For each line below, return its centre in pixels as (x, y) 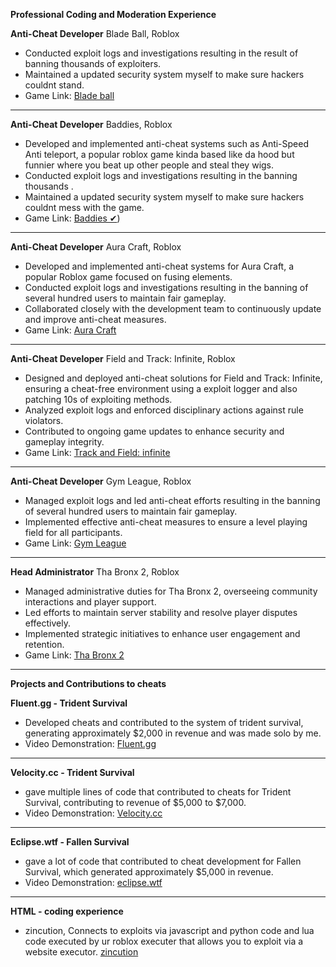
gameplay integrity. (64, 442)
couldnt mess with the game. (84, 207)
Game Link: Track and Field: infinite (97, 452)
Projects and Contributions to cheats (88, 683)
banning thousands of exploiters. (93, 63)
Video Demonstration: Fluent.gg (90, 743)
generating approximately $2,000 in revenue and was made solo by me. (173, 733)
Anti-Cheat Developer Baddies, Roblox (91, 124)
